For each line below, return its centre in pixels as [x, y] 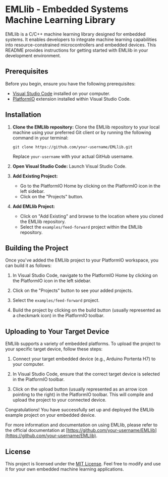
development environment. [33, 55]
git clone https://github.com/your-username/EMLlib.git [72, 147]
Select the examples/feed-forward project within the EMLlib [81, 227]
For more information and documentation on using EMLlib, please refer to [81, 425]
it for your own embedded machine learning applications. [65, 469]
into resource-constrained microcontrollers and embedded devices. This [81, 45]
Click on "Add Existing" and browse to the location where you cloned [92, 216]
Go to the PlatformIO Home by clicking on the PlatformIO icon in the [90, 186]
